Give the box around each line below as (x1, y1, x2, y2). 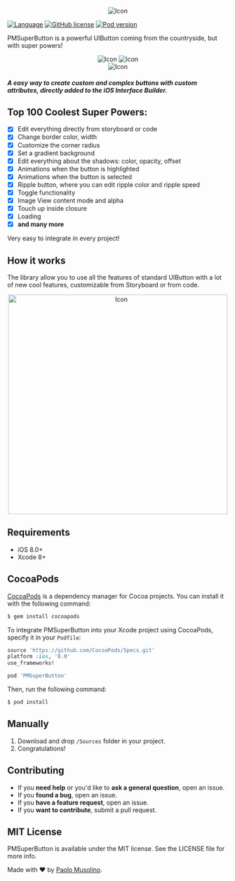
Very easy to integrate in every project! (7, 234, 120, 242)
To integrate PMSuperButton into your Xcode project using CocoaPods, (7, 625, 214, 634)
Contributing (7, 764, 65, 776)
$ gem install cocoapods (7, 613, 80, 620)
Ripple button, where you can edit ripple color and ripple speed (17, 180, 201, 189)
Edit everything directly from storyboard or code (17, 125, 158, 133)
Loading (17, 212, 41, 221)
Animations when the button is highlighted (17, 164, 140, 173)
